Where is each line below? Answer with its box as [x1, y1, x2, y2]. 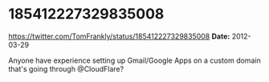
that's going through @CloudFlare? [8, 64, 124, 73]
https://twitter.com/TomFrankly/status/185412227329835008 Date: [8, 31, 230, 41]
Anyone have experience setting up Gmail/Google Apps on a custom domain [8, 55, 261, 65]
